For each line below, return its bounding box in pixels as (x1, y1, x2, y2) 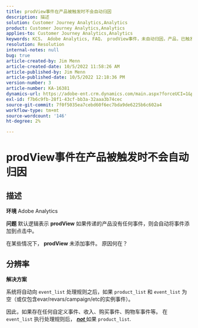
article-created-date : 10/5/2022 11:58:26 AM (6, 63, 120, 70)
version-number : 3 (6, 80, 51, 86)
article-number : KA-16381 (6, 86, 70, 91)
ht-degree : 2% (6, 119, 41, 124)
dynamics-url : (6, 91, 41, 97)
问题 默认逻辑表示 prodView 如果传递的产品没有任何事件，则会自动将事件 (6, 220, 184, 227)
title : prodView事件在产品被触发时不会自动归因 (6, 8, 112, 15)
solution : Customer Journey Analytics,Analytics (6, 19, 128, 25)
